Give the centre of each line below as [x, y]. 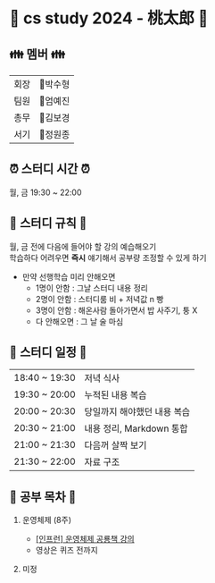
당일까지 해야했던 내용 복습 [137, 412]
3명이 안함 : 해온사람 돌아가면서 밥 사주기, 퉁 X [116, 310]
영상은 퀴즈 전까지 [66, 550]
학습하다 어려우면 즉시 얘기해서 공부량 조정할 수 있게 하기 [108, 258]
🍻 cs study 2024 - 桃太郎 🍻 [109, 18]
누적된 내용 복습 [116, 395]
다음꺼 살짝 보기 [116, 445]
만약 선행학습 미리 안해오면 [69, 276]
